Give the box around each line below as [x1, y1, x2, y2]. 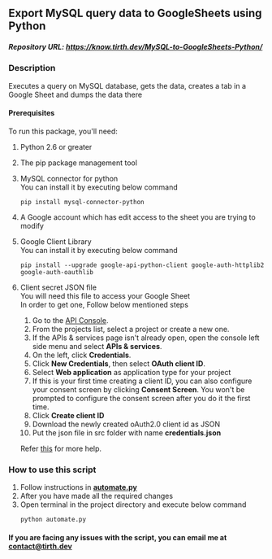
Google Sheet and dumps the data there [8, 90, 143, 99]
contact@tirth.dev [8, 541, 73, 551]
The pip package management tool [19, 158, 138, 168]
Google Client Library [19, 236, 92, 247]
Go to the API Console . [32, 315, 109, 325]
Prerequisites [8, 108, 55, 118]
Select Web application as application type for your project [32, 367, 231, 377]
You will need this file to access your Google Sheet [19, 290, 191, 300]
